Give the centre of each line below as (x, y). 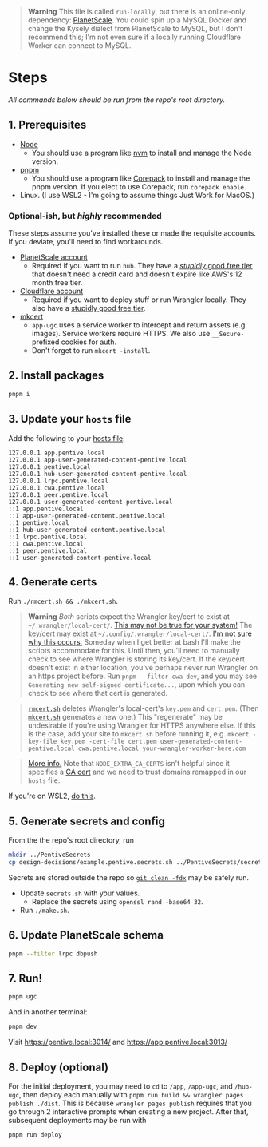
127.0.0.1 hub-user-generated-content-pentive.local (98, 474)
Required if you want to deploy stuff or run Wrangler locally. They (139, 300)
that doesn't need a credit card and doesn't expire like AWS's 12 (137, 274)
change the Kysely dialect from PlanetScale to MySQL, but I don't (135, 28)
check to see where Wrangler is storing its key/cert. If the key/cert (136, 659)
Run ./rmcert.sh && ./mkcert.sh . (63, 601)
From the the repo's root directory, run (71, 840)
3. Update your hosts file (70, 419)
